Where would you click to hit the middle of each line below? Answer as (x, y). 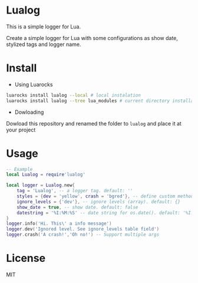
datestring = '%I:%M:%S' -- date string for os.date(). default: (99, 213)
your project (21, 130)
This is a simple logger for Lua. (44, 27)
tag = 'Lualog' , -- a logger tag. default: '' (75, 191)
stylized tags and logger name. (44, 44)
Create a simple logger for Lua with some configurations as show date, (92, 38)
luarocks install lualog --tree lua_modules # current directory (88, 101)
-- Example (19, 169)
